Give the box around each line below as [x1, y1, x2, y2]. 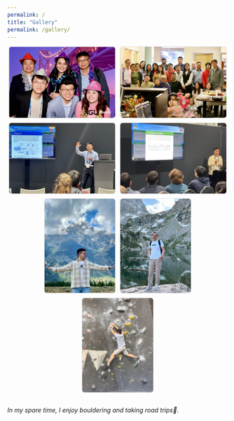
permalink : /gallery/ [7, 26, 71, 33]
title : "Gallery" [7, 18, 58, 26]
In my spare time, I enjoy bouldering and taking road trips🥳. [7, 406, 179, 414]
